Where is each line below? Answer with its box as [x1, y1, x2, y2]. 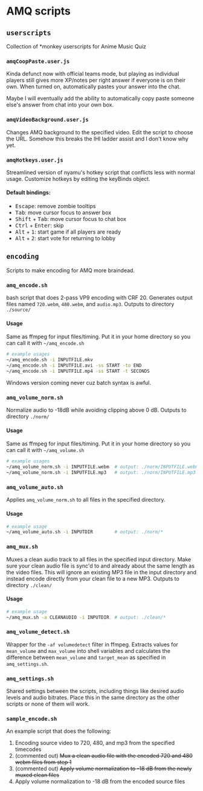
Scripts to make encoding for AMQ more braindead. [6, 266, 135, 274]
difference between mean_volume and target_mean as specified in [6, 654, 166, 661]
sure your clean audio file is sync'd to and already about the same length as [6, 562, 195, 569]
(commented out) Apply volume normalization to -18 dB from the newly [14, 765, 192, 772]
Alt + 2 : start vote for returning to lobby [14, 235, 116, 242]
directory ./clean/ [6, 581, 53, 588]
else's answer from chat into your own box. [6, 101, 114, 108]
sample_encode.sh [6, 715, 57, 723]
